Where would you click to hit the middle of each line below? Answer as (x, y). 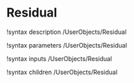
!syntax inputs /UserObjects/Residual (59, 58)
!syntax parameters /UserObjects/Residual (67, 45)
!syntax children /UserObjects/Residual (62, 72)
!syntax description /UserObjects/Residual (67, 32)
